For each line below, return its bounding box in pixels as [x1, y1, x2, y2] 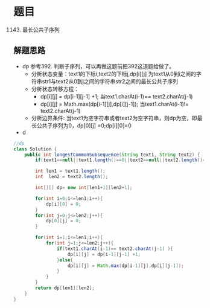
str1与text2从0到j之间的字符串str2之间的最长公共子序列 [42, 77, 178, 85]
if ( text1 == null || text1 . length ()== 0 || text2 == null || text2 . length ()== [35, 157, 208, 163]
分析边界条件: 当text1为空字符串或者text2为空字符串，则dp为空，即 [31, 114, 197, 121]
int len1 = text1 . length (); [35, 168, 106, 175]
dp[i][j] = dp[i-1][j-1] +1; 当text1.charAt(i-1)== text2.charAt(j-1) [40, 92, 193, 100]
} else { [56, 257, 74, 263]
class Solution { [13, 146, 57, 152]
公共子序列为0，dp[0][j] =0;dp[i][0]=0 [36, 121, 132, 129]
